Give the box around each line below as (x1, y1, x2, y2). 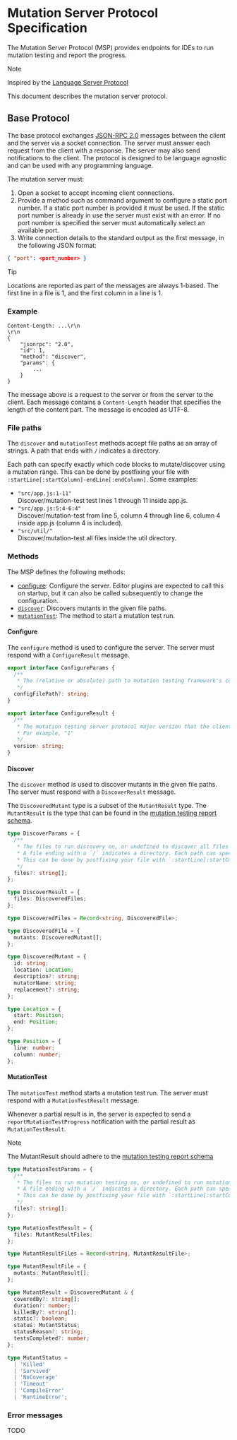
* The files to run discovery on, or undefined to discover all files (16, 843, 229, 850)
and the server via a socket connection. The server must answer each (7, 138, 211, 147)
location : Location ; (13, 966, 74, 974)
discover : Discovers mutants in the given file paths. (17, 604, 167, 612)
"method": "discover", (20, 353, 87, 360)
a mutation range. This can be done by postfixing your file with (7, 468, 190, 476)
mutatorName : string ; (13, 980, 78, 987)
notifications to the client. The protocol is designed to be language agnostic (7, 153, 227, 162)
